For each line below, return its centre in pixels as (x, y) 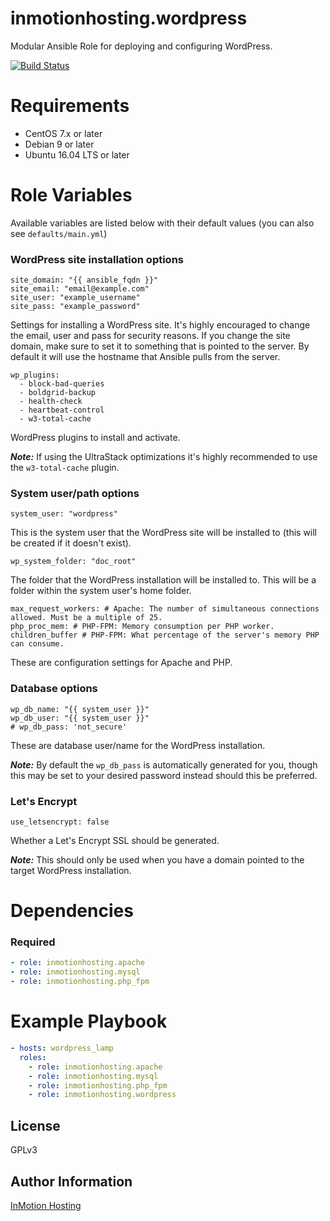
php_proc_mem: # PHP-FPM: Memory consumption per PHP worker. (142, 627)
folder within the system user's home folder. (101, 591)
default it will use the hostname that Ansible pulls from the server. (145, 357)
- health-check (51, 402)
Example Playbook (89, 1021)
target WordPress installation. (71, 870)
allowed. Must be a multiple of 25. (86, 618)
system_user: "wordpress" (64, 514)
